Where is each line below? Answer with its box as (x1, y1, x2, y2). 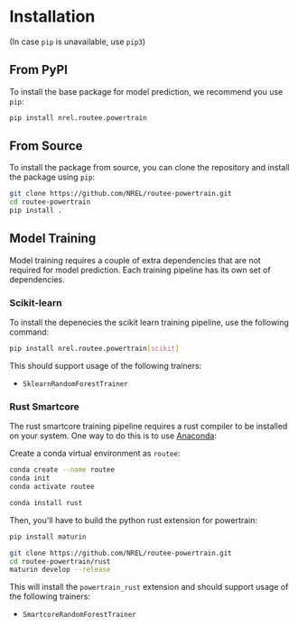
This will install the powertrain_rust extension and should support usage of (9, 582, 289, 593)
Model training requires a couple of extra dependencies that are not (9, 254, 262, 265)
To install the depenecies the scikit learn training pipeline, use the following (9, 318, 289, 328)
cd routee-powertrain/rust (9, 557, 111, 566)
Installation (9, 6, 96, 27)
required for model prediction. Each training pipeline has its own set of (9, 264, 271, 275)
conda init (9, 474, 51, 483)
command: (9, 327, 50, 337)
